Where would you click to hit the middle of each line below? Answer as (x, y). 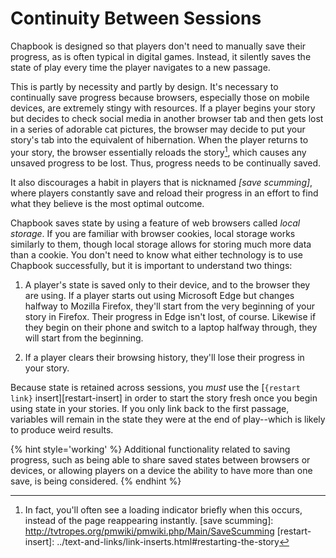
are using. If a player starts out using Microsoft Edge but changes (159, 295)
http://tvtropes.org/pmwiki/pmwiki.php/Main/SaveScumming (149, 531)
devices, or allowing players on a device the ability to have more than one (161, 470)
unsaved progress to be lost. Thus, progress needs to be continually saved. (166, 163)
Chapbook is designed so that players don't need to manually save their (158, 46)
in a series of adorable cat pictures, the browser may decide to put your (158, 129)
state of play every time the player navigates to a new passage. (140, 67)
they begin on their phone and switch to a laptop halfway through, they (171, 327)
